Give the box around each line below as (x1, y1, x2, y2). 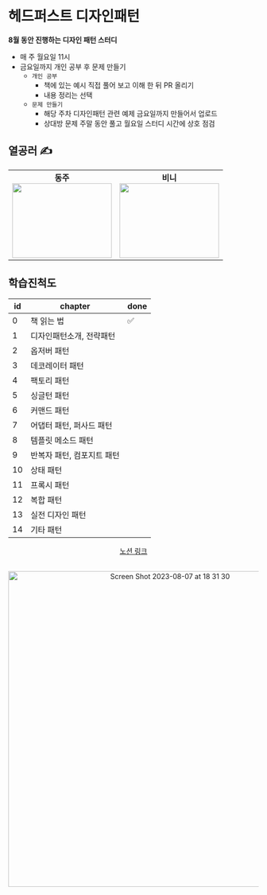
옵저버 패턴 (30, 345, 70, 356)
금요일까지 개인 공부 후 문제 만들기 (19, 61, 126, 72)
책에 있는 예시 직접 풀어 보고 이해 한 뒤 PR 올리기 (43, 80, 195, 90)
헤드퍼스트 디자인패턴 (8, 7, 141, 25)
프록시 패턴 (30, 479, 70, 490)
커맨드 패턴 (30, 405, 70, 416)
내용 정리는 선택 (43, 90, 93, 99)
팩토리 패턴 (30, 375, 70, 386)
